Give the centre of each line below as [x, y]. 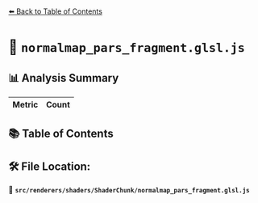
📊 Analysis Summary [64, 78]
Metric [25, 105]
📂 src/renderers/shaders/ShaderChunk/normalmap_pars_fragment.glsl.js [129, 190]
